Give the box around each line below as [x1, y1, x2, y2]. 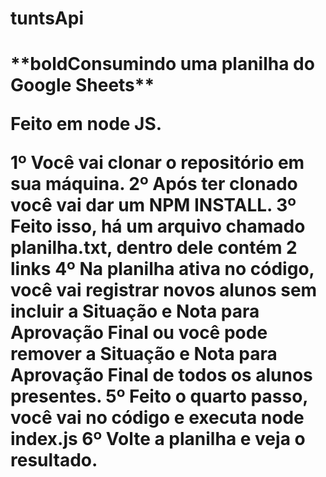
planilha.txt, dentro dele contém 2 [10, 237, 298, 259]
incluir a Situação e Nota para [10, 300, 260, 323]
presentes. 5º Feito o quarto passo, [10, 385, 308, 408]
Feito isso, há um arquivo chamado [10, 215, 306, 238]
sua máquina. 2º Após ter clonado [10, 173, 298, 196]
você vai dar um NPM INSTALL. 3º [10, 194, 297, 217]
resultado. [10, 449, 98, 472]
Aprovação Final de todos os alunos [10, 364, 313, 387]
